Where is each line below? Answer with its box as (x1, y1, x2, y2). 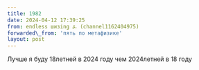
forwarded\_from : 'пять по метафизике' (7, 29, 123, 37)
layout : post (7, 36, 45, 43)
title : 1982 (7, 10, 42, 17)
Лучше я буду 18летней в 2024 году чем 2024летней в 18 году (7, 55, 193, 63)
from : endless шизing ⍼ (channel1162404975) (7, 23, 139, 30)
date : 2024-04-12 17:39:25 (7, 17, 85, 24)
